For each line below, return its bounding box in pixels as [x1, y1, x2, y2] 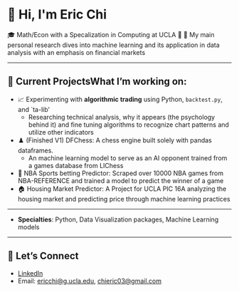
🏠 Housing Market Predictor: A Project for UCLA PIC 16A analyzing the [17, 184, 227, 193]
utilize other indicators [28, 127, 94, 136]
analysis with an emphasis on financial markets [7, 48, 146, 56]
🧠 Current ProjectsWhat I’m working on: [7, 75, 187, 88]
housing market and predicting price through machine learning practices [17, 194, 230, 203]
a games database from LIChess [28, 161, 124, 170]
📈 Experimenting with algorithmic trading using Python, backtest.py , [17, 95, 223, 103]
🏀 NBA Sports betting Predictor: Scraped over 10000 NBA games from [17, 169, 224, 177]
